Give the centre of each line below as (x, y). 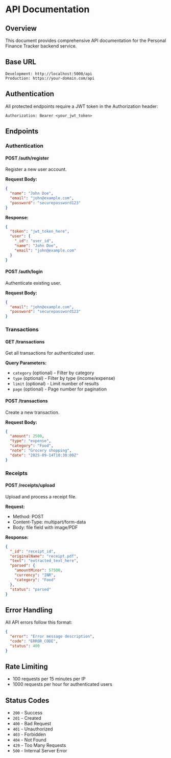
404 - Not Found (30, 740)
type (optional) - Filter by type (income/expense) (64, 378)
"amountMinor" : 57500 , (39, 570)
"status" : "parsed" (31, 589)
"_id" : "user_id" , (34, 241)
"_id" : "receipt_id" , (33, 551)
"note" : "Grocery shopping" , (41, 451)
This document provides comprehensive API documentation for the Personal (86, 40)
